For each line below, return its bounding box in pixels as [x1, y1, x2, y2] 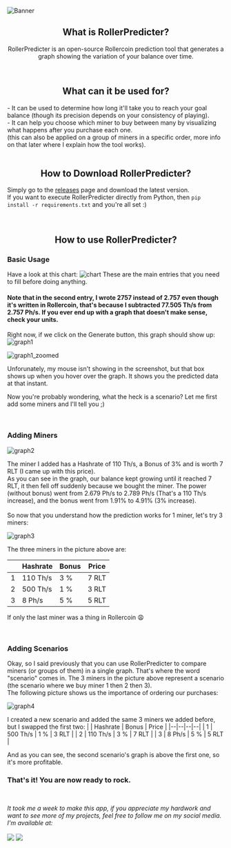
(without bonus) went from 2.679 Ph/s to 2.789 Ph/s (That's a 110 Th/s [7, 489, 207, 497]
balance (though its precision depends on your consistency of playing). [7, 111, 210, 119]
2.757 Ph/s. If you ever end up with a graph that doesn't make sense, [7, 307, 208, 316]
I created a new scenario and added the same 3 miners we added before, [7, 715, 216, 723]
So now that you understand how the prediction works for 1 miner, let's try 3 [7, 511, 223, 519]
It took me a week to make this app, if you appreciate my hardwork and [7, 804, 212, 813]
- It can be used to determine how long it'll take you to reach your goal [7, 103, 208, 112]
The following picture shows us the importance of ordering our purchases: [7, 688, 219, 696]
